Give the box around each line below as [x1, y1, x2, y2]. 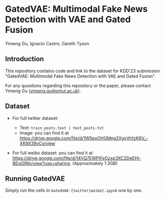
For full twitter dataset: [12, 115, 59, 121]
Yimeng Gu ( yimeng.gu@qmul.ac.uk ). [5, 87, 81, 94]
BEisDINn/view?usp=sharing [12, 160, 70, 166]
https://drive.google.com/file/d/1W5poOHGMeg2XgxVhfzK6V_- [19, 135, 149, 141]
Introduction [5, 55, 44, 63]
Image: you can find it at [19, 130, 69, 136]
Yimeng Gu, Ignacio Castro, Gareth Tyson [5, 40, 90, 46]
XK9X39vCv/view [19, 140, 56, 146]
